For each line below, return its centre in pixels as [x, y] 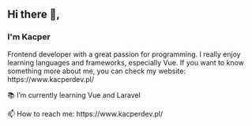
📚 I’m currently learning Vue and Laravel [74, 94]
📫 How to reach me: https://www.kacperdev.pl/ [85, 113]
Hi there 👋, [34, 15]
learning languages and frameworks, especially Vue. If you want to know [126, 62]
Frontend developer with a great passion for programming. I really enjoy [124, 54]
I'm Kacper [29, 37]
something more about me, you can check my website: [97, 71]
